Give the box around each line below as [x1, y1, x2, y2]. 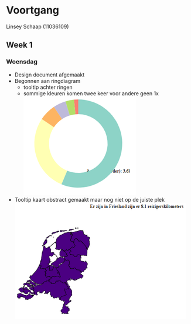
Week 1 [6, 40, 33, 50]
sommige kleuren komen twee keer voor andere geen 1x [23, 89, 159, 97]
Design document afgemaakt [14, 71, 85, 78]
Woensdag [6, 58, 38, 66]
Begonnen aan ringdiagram [14, 77, 81, 84]
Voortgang [6, 4, 60, 17]
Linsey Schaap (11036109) [6, 23, 69, 30]
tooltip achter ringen [23, 83, 73, 91]
